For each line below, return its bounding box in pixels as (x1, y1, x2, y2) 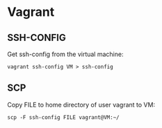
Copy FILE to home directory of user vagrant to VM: (7, 100, 155, 109)
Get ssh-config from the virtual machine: (7, 50, 124, 58)
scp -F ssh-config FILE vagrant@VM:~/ (7, 113, 120, 121)
